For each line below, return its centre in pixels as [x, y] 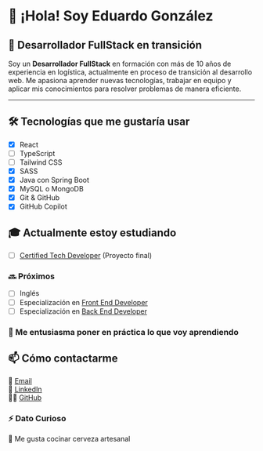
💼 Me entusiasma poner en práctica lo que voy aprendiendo [123, 332]
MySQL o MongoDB [51, 189]
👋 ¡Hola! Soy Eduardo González [111, 16]
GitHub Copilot [43, 206]
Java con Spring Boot [54, 180]
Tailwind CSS [41, 162]
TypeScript [37, 153]
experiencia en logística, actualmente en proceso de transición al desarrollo [130, 72]
